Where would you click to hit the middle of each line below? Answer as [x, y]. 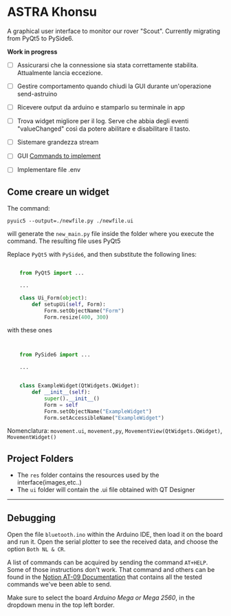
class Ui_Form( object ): [54, 298]
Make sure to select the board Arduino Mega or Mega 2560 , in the [101, 598]
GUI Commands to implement [59, 156]
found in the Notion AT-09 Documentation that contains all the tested [105, 577]
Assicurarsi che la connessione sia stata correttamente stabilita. [108, 65]
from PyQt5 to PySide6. [41, 38]
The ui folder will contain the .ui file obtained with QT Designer [106, 490]
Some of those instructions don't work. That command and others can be [111, 570]
